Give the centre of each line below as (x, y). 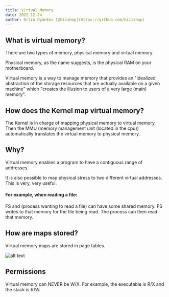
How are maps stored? (42, 233)
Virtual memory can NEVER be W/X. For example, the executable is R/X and (85, 284)
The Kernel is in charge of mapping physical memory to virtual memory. (81, 123)
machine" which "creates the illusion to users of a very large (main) (76, 89)
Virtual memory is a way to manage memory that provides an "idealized (80, 78)
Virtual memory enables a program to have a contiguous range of (74, 162)
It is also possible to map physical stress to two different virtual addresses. (84, 177)
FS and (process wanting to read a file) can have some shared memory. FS (84, 206)
